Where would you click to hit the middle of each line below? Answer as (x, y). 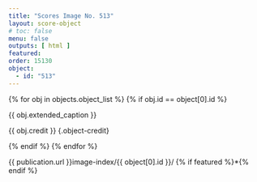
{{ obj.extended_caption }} (53, 115)
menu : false (28, 38)
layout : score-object (45, 23)
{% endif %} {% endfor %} (53, 146)
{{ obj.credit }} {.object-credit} (59, 130)
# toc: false (30, 31)
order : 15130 (30, 61)
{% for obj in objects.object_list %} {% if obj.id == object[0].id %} (118, 99)
